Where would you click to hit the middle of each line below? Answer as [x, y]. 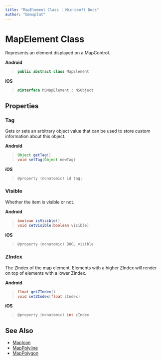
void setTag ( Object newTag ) [46, 160]
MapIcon [21, 343]
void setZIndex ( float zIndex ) [49, 296]
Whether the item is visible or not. [40, 202]
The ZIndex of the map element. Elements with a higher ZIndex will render [81, 268]
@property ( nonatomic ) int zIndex [53, 315]
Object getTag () [34, 155]
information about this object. [35, 136]
